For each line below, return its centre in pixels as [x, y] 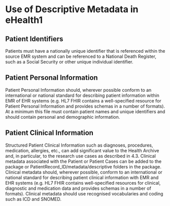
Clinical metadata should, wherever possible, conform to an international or [84, 172]
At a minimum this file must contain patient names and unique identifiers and [85, 111]
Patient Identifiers [34, 39]
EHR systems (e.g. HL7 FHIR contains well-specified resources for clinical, [83, 183]
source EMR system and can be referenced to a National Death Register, [81, 56]
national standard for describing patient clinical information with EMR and [82, 177]
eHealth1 [24, 20]
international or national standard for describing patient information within [82, 95]
